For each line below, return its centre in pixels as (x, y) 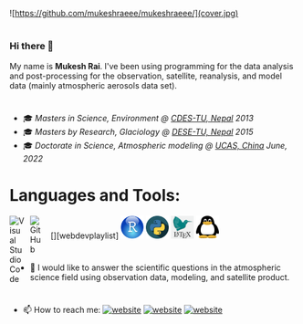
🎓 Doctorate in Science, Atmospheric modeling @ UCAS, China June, (155, 145)
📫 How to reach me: (62, 310)
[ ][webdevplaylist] (85, 235)
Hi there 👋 (32, 47)
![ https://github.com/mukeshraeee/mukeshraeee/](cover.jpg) (124, 13)
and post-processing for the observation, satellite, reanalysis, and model (146, 76)
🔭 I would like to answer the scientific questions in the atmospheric (156, 267)
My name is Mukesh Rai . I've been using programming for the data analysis (151, 66)
